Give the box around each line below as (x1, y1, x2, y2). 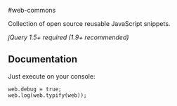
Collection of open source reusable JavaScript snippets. (8, 20, 171, 27)
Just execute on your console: (8, 72, 96, 80)
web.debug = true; (8, 86, 62, 93)
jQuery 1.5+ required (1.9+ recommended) (8, 33, 129, 41)
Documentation (8, 53, 78, 65)
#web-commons (8, 6, 56, 14)
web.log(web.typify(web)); (8, 91, 87, 99)
